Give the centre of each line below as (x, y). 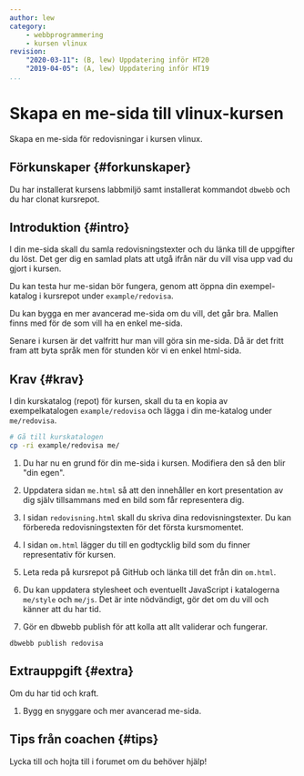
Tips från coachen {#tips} (84, 739)
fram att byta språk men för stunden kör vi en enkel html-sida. (126, 350)
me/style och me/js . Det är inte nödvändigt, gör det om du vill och (146, 600)
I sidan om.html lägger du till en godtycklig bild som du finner (137, 545)
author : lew (32, 18)
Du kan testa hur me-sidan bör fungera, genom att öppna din (124, 287)
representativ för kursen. (69, 554)
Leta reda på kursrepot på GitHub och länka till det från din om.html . (149, 572)
